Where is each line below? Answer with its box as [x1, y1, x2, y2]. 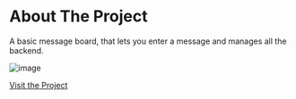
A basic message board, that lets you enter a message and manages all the [9, 36, 287, 46]
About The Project [9, 6, 148, 27]
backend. [9, 45, 44, 55]
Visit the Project [9, 79, 68, 90]
